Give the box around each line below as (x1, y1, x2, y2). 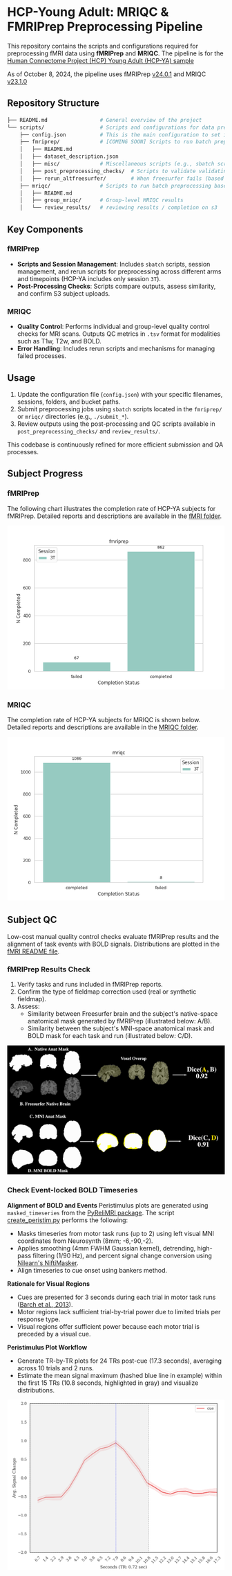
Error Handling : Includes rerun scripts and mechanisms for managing (17, 344, 215, 353)
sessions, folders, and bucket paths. (17, 397, 121, 406)
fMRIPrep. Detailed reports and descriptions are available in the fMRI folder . (7, 512, 222, 520)
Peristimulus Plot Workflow (7, 1343, 88, 1351)
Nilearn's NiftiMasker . (17, 1258, 79, 1267)
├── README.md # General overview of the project (7, 116, 202, 123)
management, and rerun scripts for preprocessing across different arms (17, 267, 222, 276)
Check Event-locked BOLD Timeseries (7, 1185, 138, 1195)
